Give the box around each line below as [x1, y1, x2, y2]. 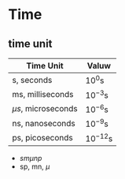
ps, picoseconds [12, 132, 73, 143]
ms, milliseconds [12, 88, 74, 99]
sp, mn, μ [19, 162, 50, 171]
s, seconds [12, 74, 53, 85]
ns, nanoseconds [12, 117, 76, 129]
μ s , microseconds [12, 103, 79, 114]
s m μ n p [19, 153, 42, 162]
